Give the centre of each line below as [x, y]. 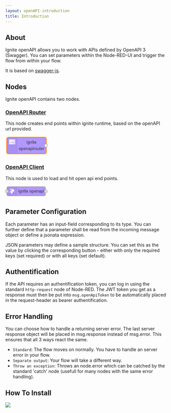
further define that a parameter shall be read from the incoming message [82, 229]
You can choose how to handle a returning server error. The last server [80, 329]
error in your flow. [31, 355]
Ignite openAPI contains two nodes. [43, 99]
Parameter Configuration [46, 212]
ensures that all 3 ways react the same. [47, 340]
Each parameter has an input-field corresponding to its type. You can [78, 224]
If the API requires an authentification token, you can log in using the [78, 284]
